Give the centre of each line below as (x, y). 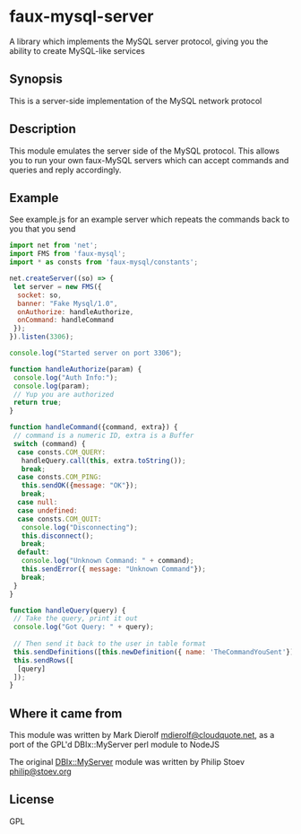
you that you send (43, 229)
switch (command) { (50, 443)
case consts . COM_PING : (60, 478)
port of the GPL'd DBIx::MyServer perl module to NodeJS (114, 745)
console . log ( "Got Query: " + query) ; (83, 627)
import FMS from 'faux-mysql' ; (68, 254)
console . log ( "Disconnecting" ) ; (80, 527)
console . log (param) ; (52, 386)
